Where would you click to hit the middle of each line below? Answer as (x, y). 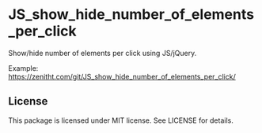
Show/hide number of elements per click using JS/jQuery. (103, 53)
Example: (23, 68)
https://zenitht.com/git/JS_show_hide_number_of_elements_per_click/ (122, 76)
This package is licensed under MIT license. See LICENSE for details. (121, 120)
